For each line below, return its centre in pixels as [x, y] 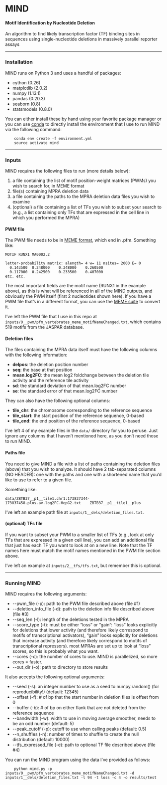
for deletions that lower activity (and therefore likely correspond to [80, 630]
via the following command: [34, 129]
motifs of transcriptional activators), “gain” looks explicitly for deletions [85, 635]
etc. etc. [15, 277]
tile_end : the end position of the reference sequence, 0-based [76, 421]
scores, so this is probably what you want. [56, 651]
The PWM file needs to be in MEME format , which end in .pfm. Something [81, 240]
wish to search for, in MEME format [48, 186]
